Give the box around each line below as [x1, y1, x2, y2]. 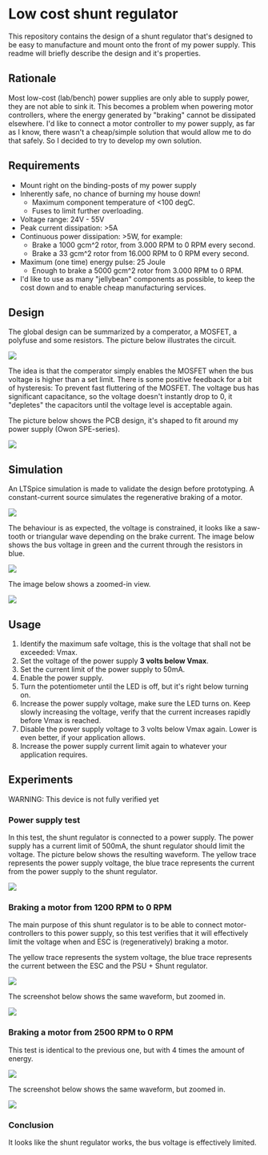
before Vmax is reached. [19, 716, 102, 725]
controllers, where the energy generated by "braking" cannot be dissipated [8, 110, 256, 120]
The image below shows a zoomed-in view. [8, 580, 151, 589]
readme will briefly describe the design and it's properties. [8, 48, 202, 58]
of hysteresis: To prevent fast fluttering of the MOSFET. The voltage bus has [8, 383, 260, 393]
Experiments [8, 773, 74, 787]
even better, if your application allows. [19, 733, 146, 742]
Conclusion [8, 1119, 54, 1130]
